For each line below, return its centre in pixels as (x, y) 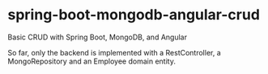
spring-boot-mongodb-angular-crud (134, 15)
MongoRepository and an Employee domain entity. (91, 61)
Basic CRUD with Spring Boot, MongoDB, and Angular (98, 37)
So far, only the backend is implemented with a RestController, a (115, 52)
